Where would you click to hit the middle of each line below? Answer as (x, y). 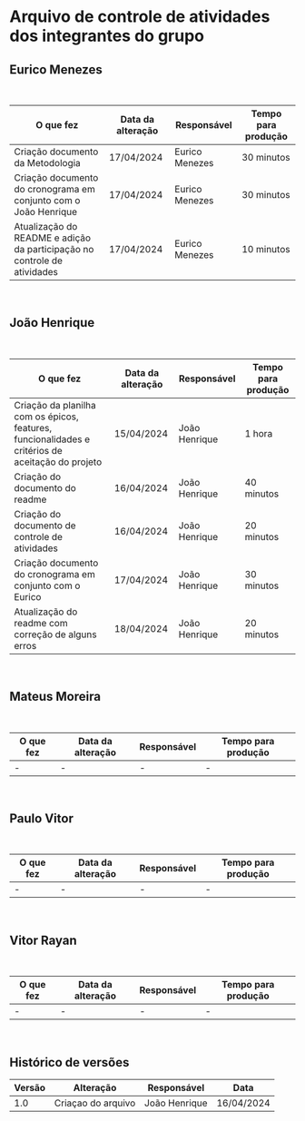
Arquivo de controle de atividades (140, 17)
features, (33, 428)
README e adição (53, 238)
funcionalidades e (52, 439)
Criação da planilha (55, 405)
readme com (41, 623)
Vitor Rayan (43, 940)
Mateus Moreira (55, 697)
